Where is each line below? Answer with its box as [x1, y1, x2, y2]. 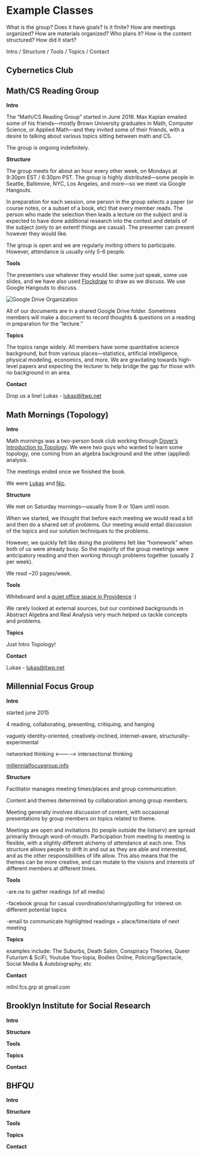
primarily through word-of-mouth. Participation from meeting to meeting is [6, 832, 190, 840]
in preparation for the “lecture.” [6, 320, 83, 327]
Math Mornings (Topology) [6, 410, 109, 420]
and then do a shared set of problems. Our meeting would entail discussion [6, 521, 192, 528]
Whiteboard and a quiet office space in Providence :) [6, 593, 137, 600]
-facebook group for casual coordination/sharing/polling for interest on [6, 899, 182, 907]
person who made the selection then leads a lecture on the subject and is [6, 211, 188, 218]
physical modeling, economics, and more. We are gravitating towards [6, 356, 178, 363]
